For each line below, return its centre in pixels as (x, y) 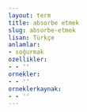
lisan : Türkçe (32, 37)
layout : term (30, 15)
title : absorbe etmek (44, 23)
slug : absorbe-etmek (42, 30)
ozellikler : (28, 60)
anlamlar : (25, 45)
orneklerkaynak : (35, 89)
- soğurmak (26, 52)
